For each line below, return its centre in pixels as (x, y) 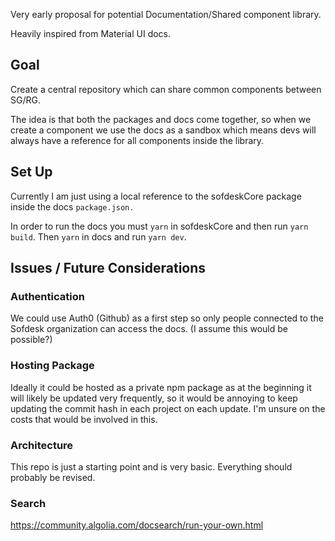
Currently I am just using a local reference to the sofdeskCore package (156, 196)
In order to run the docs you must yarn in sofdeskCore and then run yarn (159, 226)
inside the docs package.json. (72, 206)
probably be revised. (53, 477)
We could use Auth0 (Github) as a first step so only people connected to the (167, 318)
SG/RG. (25, 100)
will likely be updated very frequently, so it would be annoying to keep (154, 398)
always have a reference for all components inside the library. (137, 140)
